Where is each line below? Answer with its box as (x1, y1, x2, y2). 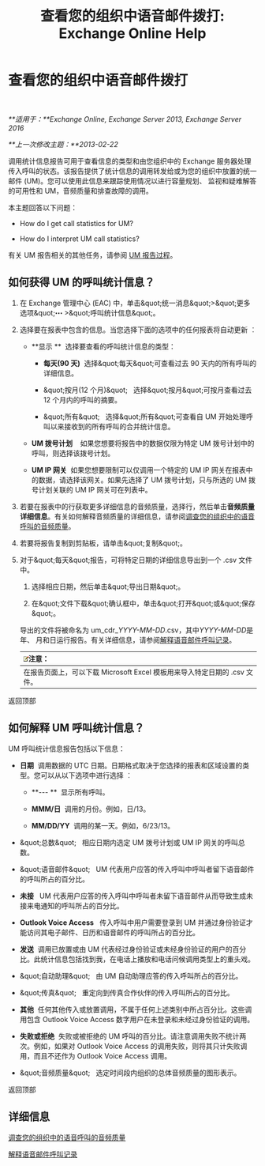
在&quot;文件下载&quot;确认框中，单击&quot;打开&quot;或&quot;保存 (31, 598, 256, 608)
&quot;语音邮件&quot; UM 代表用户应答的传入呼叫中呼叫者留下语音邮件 (19, 864, 255, 874)
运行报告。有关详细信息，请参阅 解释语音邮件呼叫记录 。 (56, 635, 237, 644)
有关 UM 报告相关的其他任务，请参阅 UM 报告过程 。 (8, 250, 177, 259)
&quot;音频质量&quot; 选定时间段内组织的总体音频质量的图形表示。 (19, 1068, 241, 1077)
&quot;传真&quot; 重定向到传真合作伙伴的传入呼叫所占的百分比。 (19, 987, 234, 997)
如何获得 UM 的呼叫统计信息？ (8, 276, 155, 289)
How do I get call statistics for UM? (19, 218, 134, 228)
